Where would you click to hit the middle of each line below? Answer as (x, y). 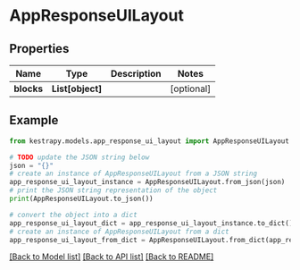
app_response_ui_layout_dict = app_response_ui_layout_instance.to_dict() (151, 223)
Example (34, 120)
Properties (39, 49)
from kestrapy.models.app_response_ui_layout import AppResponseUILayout (150, 141)
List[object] (77, 89)
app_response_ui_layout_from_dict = (77, 240)
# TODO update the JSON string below (79, 157)
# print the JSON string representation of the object (113, 190)
